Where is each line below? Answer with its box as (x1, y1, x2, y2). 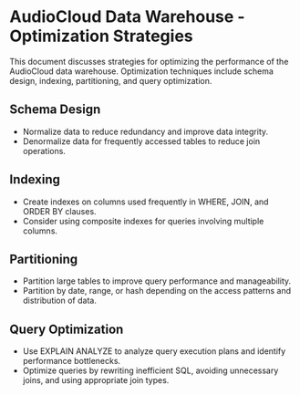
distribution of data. (22, 295, 98, 307)
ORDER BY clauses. (22, 205, 98, 216)
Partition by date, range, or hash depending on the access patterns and (22, 286, 292, 296)
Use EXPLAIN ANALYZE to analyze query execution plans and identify (22, 346, 286, 357)
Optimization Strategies (9, 26, 193, 47)
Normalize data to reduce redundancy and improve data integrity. (22, 126, 269, 137)
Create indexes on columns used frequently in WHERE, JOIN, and (22, 196, 269, 207)
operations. (22, 145, 67, 156)
